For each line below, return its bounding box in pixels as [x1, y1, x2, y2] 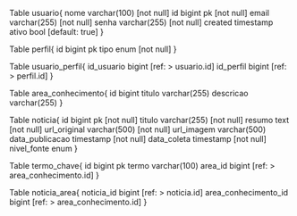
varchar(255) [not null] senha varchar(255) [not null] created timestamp [9, 17, 274, 28]
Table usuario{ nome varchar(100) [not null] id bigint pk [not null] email [9, 8, 270, 18]
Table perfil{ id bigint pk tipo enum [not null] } [9, 44, 177, 54]
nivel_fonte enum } [9, 143, 79, 154]
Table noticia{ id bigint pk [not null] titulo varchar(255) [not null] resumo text [9, 115, 290, 125]
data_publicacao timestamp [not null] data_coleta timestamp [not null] [9, 134, 267, 144]
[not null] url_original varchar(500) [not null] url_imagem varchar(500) [9, 124, 267, 135]
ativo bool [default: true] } [9, 27, 105, 37]
